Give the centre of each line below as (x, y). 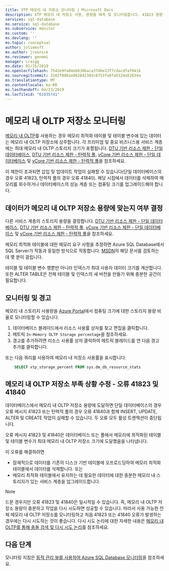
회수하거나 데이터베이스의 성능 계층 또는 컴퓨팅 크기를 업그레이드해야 (86, 184)
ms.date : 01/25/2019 (27, 66)
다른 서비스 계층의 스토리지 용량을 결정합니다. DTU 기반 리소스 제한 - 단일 (77, 221)
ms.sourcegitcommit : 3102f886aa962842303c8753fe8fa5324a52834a (73, 76)
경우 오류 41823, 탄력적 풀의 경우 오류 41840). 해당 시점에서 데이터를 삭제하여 (82, 178)
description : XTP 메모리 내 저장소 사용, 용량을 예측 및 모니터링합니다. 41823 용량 (84, 15)
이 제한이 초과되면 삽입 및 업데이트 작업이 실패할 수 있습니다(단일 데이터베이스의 (83, 172)
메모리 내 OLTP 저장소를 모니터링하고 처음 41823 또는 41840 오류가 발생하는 (86, 515)
